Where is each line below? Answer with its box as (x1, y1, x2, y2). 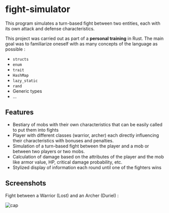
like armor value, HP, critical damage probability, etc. (12, 159, 123, 165)
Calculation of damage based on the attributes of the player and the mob (12, 153, 164, 159)
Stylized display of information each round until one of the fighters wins (12, 164, 161, 170)
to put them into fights (12, 127, 59, 133)
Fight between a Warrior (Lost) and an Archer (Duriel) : (5, 192, 119, 198)
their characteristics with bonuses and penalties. (12, 137, 114, 143)
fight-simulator (5, 4, 71, 15)
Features (5, 108, 34, 117)
